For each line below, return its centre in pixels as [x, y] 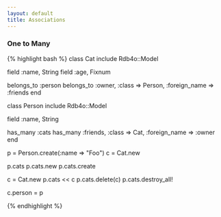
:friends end [24, 92]
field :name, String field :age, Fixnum [59, 72]
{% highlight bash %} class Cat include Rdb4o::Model [83, 58]
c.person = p [25, 192]
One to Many [29, 44]
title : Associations [37, 20]
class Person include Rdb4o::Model [57, 105]
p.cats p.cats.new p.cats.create [51, 166]
